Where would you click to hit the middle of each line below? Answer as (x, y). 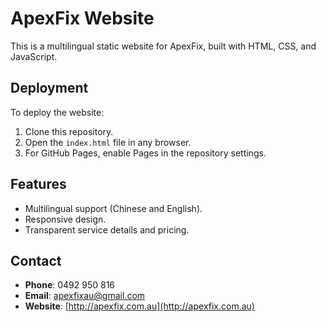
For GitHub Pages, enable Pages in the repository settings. (145, 153)
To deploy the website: (57, 112)
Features (38, 184)
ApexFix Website (82, 18)
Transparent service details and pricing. (107, 229)
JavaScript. (34, 56)
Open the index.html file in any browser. (108, 142)
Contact (36, 260)
